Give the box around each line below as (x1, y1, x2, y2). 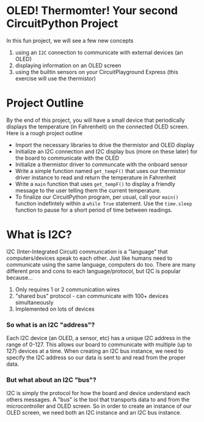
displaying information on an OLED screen (15, 62, 122, 69)
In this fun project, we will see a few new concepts (6, 37, 134, 44)
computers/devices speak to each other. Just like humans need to (6, 254, 173, 262)
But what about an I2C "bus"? (6, 376, 97, 384)
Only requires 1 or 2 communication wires (15, 286, 120, 293)
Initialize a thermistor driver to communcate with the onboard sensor (15, 160, 188, 168)
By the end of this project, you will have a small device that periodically (6, 116, 185, 124)
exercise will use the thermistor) (15, 75, 97, 82)
